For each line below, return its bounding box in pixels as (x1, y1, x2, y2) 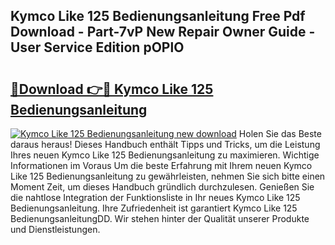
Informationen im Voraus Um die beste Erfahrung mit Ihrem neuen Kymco (10, 160, 313, 171)
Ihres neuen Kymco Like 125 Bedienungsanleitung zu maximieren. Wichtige (10, 149, 320, 161)
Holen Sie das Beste (238, 128, 322, 139)
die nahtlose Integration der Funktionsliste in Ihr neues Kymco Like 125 (10, 192, 301, 203)
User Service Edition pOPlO (10, 39, 185, 56)
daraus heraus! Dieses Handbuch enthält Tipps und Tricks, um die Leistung (10, 139, 321, 150)
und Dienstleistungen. (10, 224, 101, 235)
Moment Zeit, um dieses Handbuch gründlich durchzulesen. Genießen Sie (10, 181, 315, 193)
